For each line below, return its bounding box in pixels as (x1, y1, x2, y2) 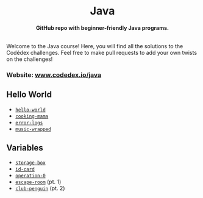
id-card (15, 166, 35, 172)
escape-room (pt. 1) (15, 178, 62, 186)
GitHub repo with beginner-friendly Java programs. (35, 24, 169, 31)
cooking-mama (15, 113, 49, 119)
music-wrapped (15, 126, 51, 132)
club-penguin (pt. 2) (15, 185, 65, 192)
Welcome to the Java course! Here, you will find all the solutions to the (6, 42, 183, 49)
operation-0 (15, 173, 46, 179)
